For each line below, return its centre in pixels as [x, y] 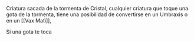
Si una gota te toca [29, 32]
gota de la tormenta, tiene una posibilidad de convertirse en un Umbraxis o [97, 14]
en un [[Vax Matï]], [29, 20]
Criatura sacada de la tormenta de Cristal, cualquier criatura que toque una [97, 8]
